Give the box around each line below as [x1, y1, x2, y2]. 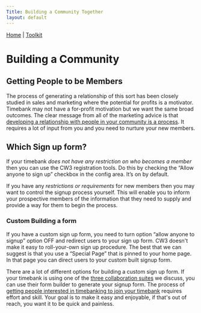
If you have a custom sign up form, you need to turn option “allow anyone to [6, 230, 195, 237]
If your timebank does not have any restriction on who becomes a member [6, 158, 192, 165]
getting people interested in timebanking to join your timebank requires [6, 287, 182, 294]
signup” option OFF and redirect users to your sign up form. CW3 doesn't [6, 237, 188, 244]
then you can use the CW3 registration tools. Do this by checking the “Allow [6, 164, 194, 172]
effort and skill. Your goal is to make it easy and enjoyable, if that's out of [6, 294, 187, 301]
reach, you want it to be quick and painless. [6, 300, 114, 307]
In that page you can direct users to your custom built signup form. [6, 256, 172, 263]
